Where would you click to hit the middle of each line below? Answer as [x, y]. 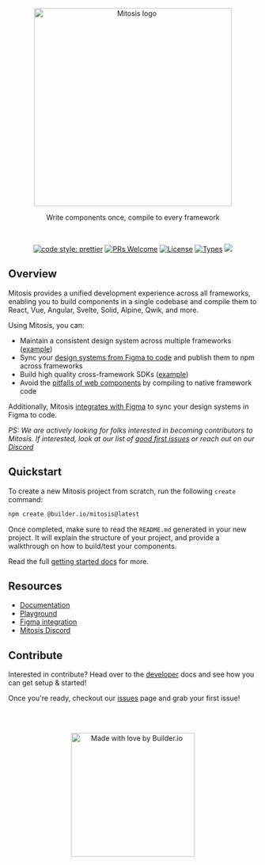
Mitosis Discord [45, 631]
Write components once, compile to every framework [133, 217]
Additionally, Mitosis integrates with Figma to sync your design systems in [129, 406]
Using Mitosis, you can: [46, 325]
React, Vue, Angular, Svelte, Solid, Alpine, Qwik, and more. [104, 310]
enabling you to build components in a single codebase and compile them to [132, 301]
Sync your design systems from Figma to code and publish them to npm [137, 357]
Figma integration [48, 622]
